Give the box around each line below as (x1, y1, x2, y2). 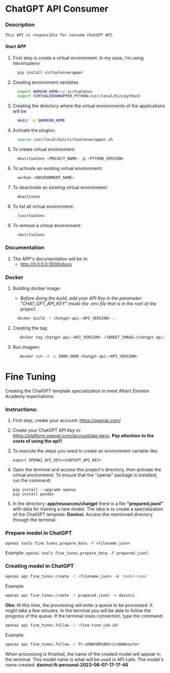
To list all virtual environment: (12, 203, 75, 209)
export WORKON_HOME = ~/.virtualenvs (17, 89, 93, 94)
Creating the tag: (12, 325, 48, 331)
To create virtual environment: (12, 146, 76, 152)
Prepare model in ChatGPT (5, 529, 72, 536)
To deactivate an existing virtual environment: (12, 184, 108, 190)
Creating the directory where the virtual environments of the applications (12, 103, 165, 109)
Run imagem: (12, 344, 41, 350)
